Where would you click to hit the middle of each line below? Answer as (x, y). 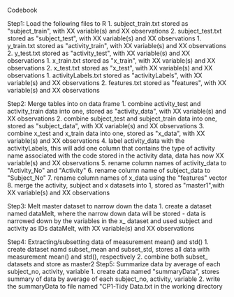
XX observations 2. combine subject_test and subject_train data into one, (112, 119)
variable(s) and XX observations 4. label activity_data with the (96, 141)
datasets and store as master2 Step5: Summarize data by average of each (114, 264)
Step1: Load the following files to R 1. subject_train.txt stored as (98, 23)
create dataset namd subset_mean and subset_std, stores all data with (109, 249)
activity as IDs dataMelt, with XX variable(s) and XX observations (101, 228)
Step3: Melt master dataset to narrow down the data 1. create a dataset (109, 206)
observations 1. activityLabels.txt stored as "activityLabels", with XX (105, 75)
